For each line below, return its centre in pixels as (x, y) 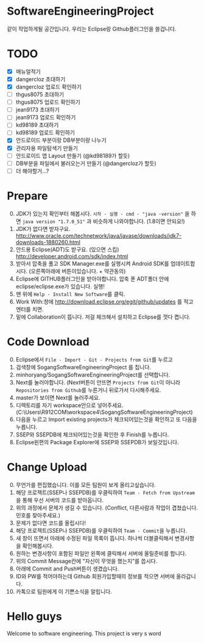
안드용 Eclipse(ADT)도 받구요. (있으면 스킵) (67, 249)
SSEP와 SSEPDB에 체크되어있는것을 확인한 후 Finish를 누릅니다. (92, 435)
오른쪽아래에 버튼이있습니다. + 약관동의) (78, 271)
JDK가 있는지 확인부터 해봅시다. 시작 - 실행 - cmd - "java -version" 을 (103, 213)
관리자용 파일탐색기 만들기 (47, 148)
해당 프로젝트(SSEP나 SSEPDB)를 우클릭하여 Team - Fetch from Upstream (105, 492)
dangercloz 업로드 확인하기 (48, 87)
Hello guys (35, 616)
